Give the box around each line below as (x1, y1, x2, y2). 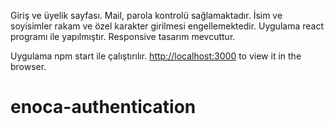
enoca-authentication (10, 96, 197, 119)
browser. (10, 61, 47, 72)
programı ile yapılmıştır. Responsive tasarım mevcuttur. (10, 31, 236, 42)
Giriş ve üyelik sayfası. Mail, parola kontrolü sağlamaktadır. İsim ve (10, 10, 283, 21)
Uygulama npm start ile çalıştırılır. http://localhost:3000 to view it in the (10, 50, 302, 62)
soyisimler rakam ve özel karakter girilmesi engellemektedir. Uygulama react (10, 20, 324, 32)
